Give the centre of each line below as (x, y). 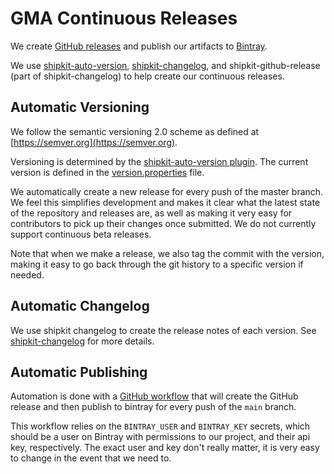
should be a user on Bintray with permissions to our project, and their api (160, 437)
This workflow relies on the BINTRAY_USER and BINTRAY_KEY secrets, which (160, 426)
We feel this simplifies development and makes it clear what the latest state (165, 202)
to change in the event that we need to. (91, 458)
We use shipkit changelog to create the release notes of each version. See (163, 330)
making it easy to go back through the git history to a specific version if (157, 264)
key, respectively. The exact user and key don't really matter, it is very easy (165, 448)
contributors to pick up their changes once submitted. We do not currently (163, 223)
